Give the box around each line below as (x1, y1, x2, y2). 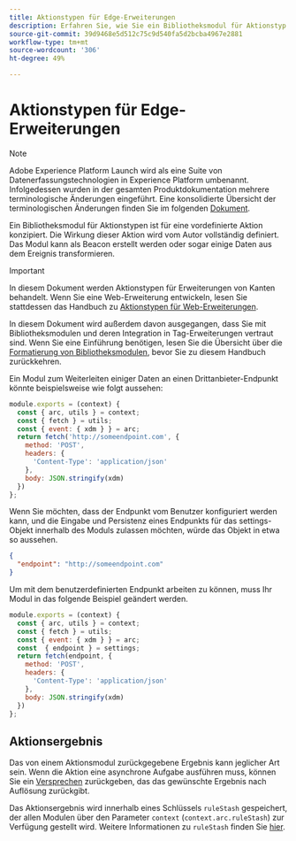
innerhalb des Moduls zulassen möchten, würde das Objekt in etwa (34, 525, 280, 536)
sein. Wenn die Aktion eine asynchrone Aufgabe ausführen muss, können (9, 767, 277, 777)
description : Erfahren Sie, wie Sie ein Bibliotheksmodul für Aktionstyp (9, 21, 287, 30)
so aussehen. (9, 535, 58, 545)
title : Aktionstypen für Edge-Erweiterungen (9, 12, 176, 22)
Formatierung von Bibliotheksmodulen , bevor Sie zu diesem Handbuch (9, 346, 267, 357)
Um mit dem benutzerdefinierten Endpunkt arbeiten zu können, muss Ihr (9, 584, 272, 595)
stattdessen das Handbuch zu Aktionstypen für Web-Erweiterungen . (9, 301, 259, 312)
